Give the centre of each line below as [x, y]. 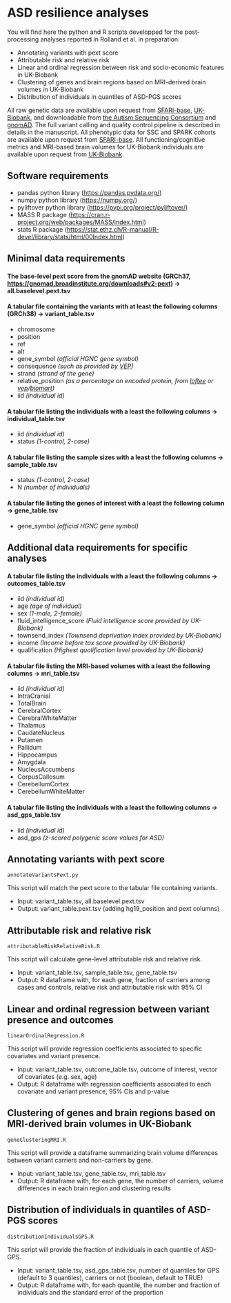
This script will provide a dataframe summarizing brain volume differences [113, 1152]
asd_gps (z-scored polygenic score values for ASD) [90, 838]
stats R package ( [42, 229]
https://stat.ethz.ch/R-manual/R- [113, 229]
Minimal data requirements [66, 258]
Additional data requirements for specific [98, 547]
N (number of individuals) [53, 487]
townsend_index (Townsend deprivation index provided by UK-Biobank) [119, 636]
